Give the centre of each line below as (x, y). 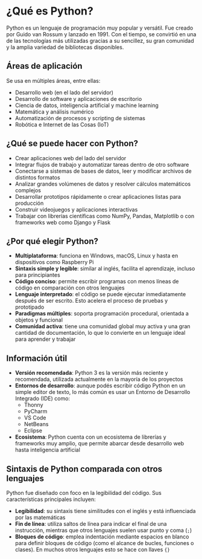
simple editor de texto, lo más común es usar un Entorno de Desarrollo (103, 392)
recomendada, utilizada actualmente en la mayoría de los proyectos (99, 380)
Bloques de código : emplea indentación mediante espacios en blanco (102, 537)
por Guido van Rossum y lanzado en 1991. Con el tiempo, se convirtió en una (101, 34)
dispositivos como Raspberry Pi (54, 262)
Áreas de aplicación (44, 66)
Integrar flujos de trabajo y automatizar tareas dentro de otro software (102, 164)
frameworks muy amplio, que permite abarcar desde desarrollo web (99, 444)
